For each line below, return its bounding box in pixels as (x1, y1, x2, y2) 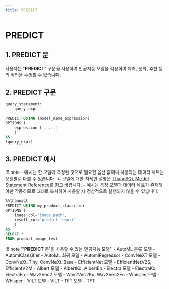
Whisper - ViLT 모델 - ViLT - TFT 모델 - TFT (5, 278, 95, 284)
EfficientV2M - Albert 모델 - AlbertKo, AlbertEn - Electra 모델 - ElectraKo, (5, 265, 157, 271)
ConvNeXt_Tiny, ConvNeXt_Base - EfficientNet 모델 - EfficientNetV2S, (5, 259, 152, 265)
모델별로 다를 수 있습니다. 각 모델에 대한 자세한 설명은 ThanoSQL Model (5, 176, 149, 182)
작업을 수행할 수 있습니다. (10, 72, 61, 78)
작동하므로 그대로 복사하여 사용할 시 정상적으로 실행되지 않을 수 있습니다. (14, 188, 159, 194)
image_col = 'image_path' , (14, 212, 67, 218)
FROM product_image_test (5, 236, 58, 242)
